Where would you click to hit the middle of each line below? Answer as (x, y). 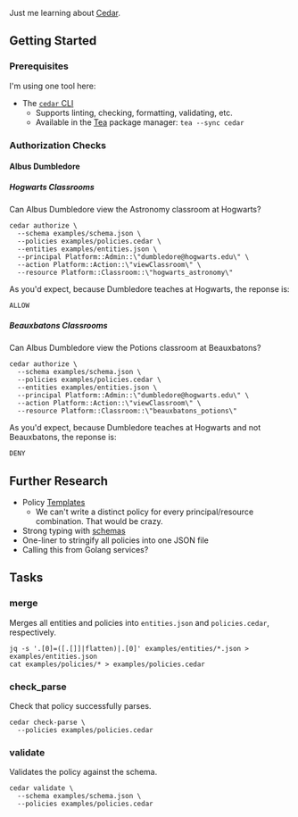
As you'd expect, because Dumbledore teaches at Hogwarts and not (135, 428)
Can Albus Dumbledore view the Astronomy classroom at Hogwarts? (135, 210)
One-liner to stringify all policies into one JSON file (116, 540)
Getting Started (53, 41)
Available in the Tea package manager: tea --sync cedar (140, 122)
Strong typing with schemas (74, 530)
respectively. (33, 632)
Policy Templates (54, 502)
